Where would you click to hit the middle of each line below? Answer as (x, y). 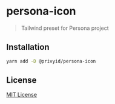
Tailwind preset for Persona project (65, 28)
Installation (28, 47)
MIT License (22, 95)
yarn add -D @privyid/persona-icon (51, 61)
